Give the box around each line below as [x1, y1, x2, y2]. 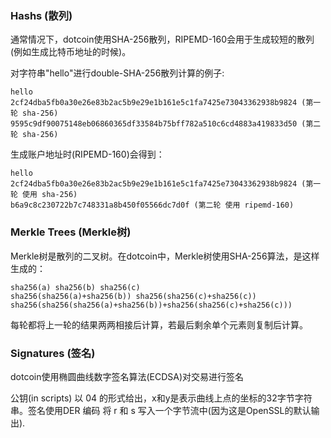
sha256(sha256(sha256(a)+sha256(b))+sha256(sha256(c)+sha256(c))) [10, 300, 293, 310]
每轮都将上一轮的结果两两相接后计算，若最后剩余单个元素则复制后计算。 [10, 318, 308, 331]
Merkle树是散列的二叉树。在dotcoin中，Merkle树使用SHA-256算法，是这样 [10, 250, 320, 262]
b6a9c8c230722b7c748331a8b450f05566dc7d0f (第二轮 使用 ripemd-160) [10, 200, 295, 211]
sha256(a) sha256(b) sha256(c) [10, 282, 141, 292]
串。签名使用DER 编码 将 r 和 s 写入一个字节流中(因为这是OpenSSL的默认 [10, 404, 312, 416]
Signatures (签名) [10, 346, 96, 360]
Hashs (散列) [10, 8, 73, 22]
